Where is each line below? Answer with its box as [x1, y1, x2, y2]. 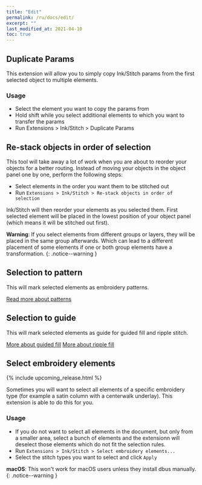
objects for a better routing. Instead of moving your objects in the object [6, 165, 186, 172]
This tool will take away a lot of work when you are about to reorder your [6, 158, 187, 165]
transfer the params [15, 118, 65, 125]
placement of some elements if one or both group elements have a [6, 243, 172, 251]
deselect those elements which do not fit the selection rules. [15, 440, 166, 448]
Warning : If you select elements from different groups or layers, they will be [6, 231, 195, 238]
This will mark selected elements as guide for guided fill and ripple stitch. [6, 329, 189, 336]
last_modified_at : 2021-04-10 [6, 25, 83, 32]
